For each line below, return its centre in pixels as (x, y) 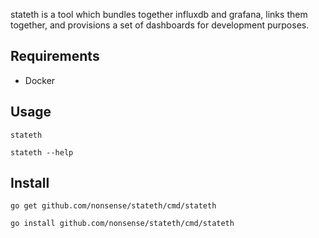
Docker (40, 80)
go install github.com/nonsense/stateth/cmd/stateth (122, 224)
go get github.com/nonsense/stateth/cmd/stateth (113, 206)
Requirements (55, 56)
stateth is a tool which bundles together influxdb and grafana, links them (159, 14)
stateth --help (42, 152)
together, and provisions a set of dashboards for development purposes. (160, 25)
